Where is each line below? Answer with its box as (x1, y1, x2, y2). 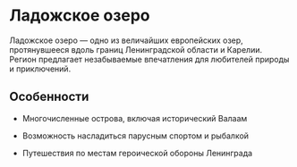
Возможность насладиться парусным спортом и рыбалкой (21, 130, 249, 141)
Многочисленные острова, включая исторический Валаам (21, 113, 248, 123)
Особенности (9, 89, 89, 104)
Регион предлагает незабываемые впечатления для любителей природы (9, 54, 290, 64)
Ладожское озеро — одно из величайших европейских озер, (9, 35, 243, 46)
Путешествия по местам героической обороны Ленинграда (21, 147, 253, 158)
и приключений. (9, 63, 72, 74)
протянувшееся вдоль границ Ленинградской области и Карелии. (9, 44, 262, 54)
